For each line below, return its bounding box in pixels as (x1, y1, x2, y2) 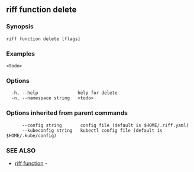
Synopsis (6, 22, 34, 31)
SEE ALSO (6, 146, 36, 154)
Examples (6, 50, 35, 58)
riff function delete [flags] (6, 35, 81, 42)
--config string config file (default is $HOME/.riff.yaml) (21, 122, 189, 128)
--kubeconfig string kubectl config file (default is (21, 127, 163, 134)
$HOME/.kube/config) (6, 132, 57, 138)
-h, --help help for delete (11, 90, 118, 96)
